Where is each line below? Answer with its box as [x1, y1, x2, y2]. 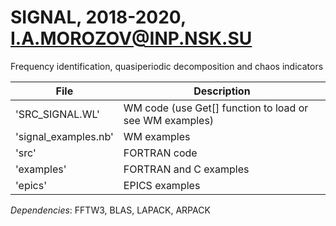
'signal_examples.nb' [15, 129, 114, 143]
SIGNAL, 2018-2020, [10, 6, 187, 29]
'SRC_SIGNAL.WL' [15, 107, 100, 121]
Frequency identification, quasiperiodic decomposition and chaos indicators [10, 60, 324, 72]
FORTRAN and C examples [123, 162, 250, 176]
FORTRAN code [123, 146, 198, 160]
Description [193, 84, 251, 98]
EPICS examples [123, 178, 201, 192]
